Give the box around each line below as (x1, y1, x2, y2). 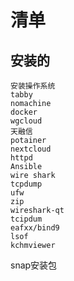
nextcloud (10, 144, 52, 154)
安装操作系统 (10, 81, 56, 91)
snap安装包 (10, 259, 58, 271)
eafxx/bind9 (10, 223, 60, 233)
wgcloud (10, 116, 43, 126)
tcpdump (10, 179, 43, 189)
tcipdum (10, 214, 43, 224)
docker (10, 107, 38, 117)
